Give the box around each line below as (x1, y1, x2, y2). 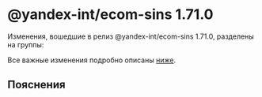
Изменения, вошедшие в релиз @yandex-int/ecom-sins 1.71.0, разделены (7, 32, 254, 41)
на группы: (7, 39, 44, 49)
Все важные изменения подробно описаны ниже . (7, 55, 176, 65)
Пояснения (7, 78, 66, 91)
